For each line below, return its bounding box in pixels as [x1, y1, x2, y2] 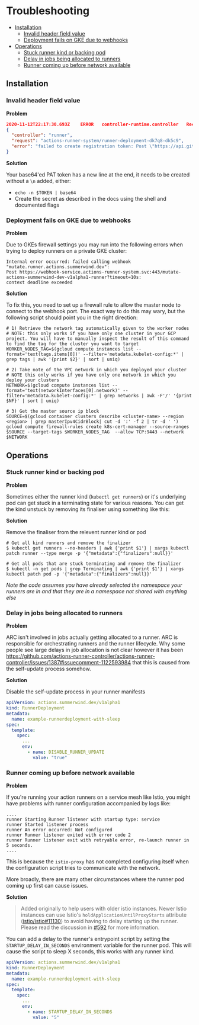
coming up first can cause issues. [6, 882, 89, 889]
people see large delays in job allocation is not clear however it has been [6, 647, 184, 654]
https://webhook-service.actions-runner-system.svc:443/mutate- [19, 269, 182, 275]
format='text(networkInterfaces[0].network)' [6, 388, 120, 394]
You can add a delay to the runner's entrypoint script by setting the [6, 936, 170, 943]
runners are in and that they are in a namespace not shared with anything [6, 587, 188, 595]
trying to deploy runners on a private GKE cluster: [6, 248, 127, 255]
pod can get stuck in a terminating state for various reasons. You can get [6, 499, 184, 506]
